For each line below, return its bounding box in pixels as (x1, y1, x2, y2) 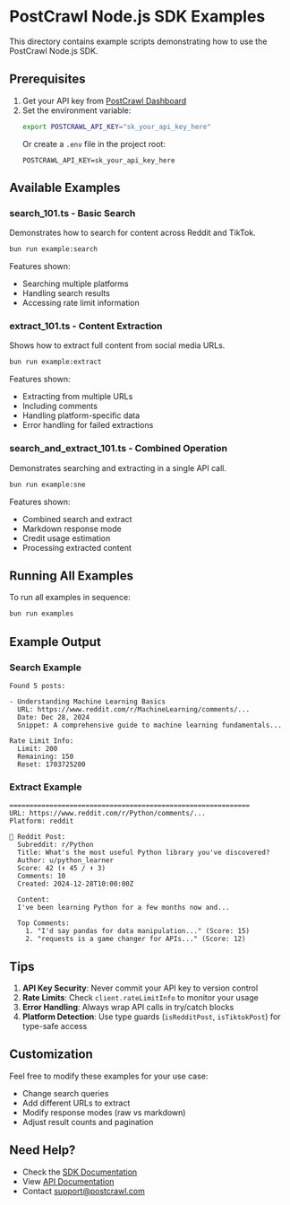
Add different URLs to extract (21, 1097, 131, 1108)
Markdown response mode (21, 523, 123, 534)
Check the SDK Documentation (21, 1166, 138, 1177)
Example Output (9, 634, 101, 650)
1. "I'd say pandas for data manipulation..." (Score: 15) (25, 927, 251, 936)
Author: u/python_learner (17, 856, 115, 865)
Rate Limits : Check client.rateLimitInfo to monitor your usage (21, 992, 260, 1003)
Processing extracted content (21, 542, 132, 553)
